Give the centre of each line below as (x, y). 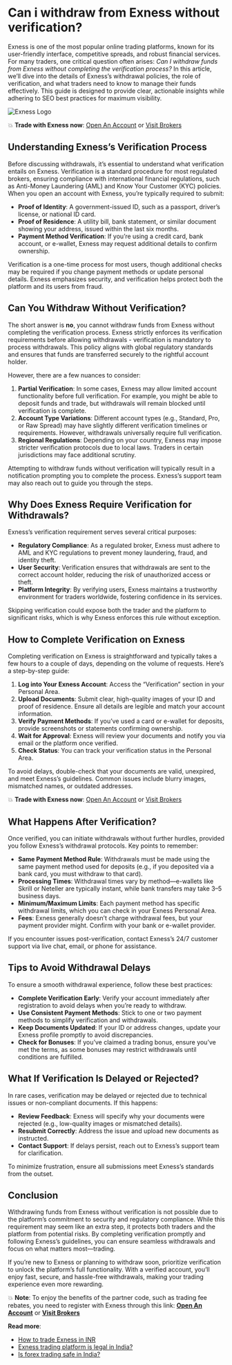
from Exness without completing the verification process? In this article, (110, 69)
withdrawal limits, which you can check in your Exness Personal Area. (117, 911)
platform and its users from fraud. (56, 286)
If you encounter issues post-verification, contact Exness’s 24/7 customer (113, 939)
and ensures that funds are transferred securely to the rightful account (108, 354)
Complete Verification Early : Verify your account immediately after (114, 998)
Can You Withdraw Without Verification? (97, 309)
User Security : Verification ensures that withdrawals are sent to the (114, 568)
